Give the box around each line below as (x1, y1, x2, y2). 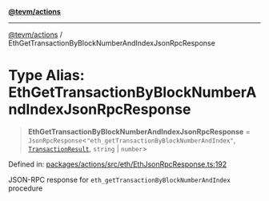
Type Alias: (8, 66, 86, 85)
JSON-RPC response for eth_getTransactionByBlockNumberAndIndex (8, 175, 231, 184)
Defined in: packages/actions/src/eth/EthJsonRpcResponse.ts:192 (8, 159, 227, 169)
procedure (8, 183, 43, 193)
